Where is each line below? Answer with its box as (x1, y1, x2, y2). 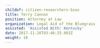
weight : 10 (5, 35, 28, 40)
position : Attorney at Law (5, 16, 62, 21)
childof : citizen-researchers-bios (5, 7, 80, 12)
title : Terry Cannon (5, 12, 49, 17)
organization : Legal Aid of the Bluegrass (5, 21, 95, 26)
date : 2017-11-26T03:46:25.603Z (5, 30, 73, 35)
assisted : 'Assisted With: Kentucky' (5, 26, 84, 31)
